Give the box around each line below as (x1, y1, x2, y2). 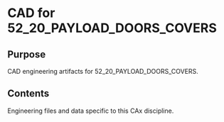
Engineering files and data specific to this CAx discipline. (7, 106, 174, 115)
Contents (7, 87, 50, 100)
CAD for (7, 5, 55, 21)
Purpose (7, 48, 46, 60)
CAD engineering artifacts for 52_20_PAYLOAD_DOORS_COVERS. (7, 67, 199, 75)
